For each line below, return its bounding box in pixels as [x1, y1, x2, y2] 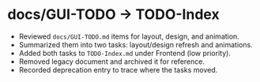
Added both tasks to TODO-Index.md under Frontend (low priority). [18, 48, 231, 58]
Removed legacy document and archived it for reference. [18, 57, 205, 66]
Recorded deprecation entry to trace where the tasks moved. [18, 65, 218, 74]
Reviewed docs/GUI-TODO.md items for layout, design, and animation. [18, 32, 240, 41]
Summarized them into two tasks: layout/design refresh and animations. [18, 39, 254, 49]
